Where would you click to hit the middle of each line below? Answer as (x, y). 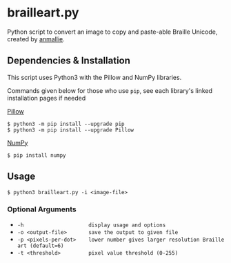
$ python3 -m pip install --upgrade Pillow (71, 130)
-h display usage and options (91, 225)
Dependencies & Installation (69, 61)
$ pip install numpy (37, 155)
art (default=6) (40, 246)
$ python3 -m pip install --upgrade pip (66, 124)
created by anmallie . (36, 39)
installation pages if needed (47, 98)
